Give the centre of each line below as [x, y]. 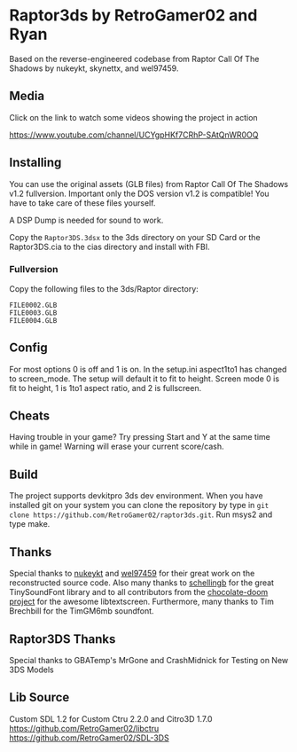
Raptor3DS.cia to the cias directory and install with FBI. [109, 247]
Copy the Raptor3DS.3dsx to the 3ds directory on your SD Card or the [135, 237]
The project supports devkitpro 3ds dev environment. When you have [136, 496]
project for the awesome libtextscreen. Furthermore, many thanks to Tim [142, 602]
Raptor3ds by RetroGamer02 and [133, 16]
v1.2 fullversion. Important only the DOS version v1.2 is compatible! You [139, 193]
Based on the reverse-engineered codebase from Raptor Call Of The [134, 59]
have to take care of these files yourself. [82, 203]
